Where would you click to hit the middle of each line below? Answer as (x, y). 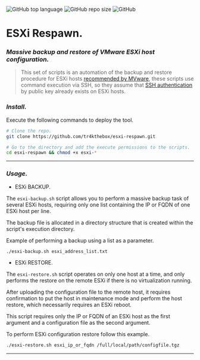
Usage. (17, 174)
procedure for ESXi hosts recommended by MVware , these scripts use (107, 79)
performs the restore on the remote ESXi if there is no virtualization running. (99, 281)
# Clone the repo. (29, 131)
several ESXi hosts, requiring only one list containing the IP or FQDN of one (98, 204)
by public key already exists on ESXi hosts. (73, 91)
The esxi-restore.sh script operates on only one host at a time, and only (96, 274)
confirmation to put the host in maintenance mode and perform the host (94, 299)
